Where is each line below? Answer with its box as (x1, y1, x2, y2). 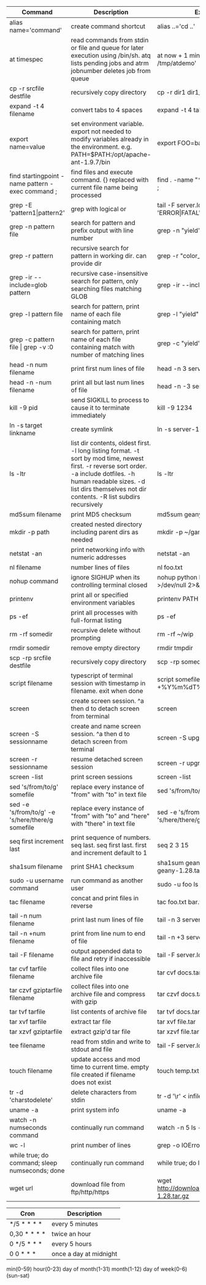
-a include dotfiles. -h (71, 470, 135, 478)
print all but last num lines (71, 378, 145, 386)
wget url (9, 1184, 34, 1192)
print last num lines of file (71, 915, 144, 923)
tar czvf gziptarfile (9, 986, 63, 994)
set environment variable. (71, 120, 144, 128)
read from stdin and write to (71, 1038, 151, 1046)
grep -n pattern (9, 222, 55, 231)
